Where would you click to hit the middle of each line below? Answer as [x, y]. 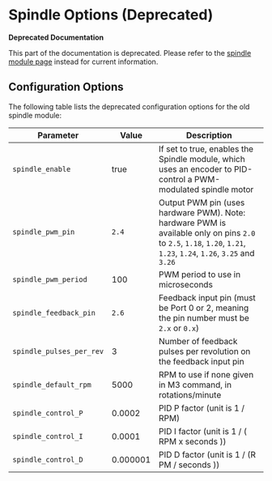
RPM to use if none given [206, 374]
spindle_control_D [48, 460]
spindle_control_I [48, 436]
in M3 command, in [195, 385]
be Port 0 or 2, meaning [204, 308]
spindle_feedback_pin [54, 313]
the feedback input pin [201, 361]
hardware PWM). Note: [202, 212]
